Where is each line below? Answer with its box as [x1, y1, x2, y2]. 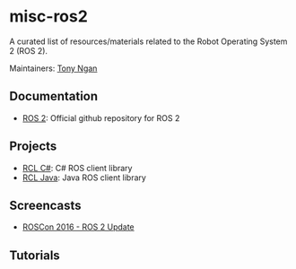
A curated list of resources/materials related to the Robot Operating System [9, 36, 288, 47]
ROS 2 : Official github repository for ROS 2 [22, 112, 180, 123]
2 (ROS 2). [9, 45, 48, 56]
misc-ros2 [9, 6, 88, 27]
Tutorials [9, 247, 60, 263]
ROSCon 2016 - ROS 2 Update [22, 221, 135, 232]
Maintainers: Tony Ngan [9, 63, 98, 74]
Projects [9, 139, 57, 154]
